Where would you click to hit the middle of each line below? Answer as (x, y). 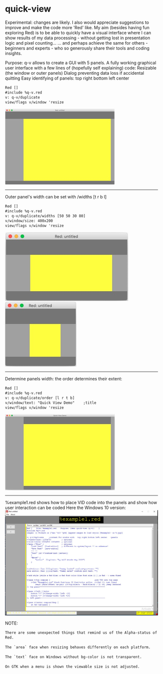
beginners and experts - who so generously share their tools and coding (77, 48)
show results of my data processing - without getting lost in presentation (78, 38)
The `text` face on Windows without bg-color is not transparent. (73, 657)
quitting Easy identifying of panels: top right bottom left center (67, 78)
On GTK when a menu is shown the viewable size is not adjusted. (72, 666)
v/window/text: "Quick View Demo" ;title (51, 403)
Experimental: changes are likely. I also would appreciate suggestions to (77, 22)
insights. (14, 53)
